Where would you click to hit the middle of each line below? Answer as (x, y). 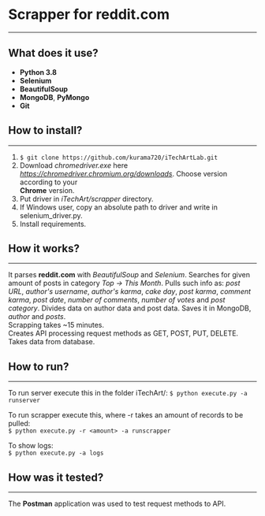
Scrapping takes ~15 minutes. (56, 325)
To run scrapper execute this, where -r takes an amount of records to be (126, 415)
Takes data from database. (52, 342)
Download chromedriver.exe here (74, 165)
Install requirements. (53, 224)
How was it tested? (56, 477)
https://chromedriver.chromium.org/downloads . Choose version (123, 173)
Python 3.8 (38, 72)
